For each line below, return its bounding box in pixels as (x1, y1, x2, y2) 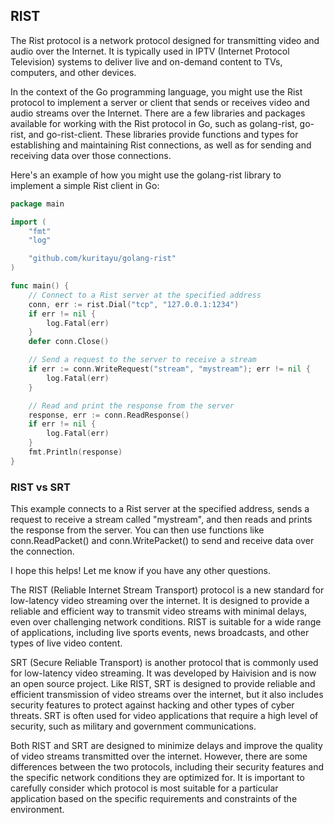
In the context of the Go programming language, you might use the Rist (10, 85, 303, 98)
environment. (10, 804, 65, 816)
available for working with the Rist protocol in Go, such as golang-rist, (10, 117, 298, 129)
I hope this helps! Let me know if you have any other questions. (10, 565, 271, 577)
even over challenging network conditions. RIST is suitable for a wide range (10, 616, 322, 628)
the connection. (10, 545, 75, 558)
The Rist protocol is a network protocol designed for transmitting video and (10, 34, 320, 46)
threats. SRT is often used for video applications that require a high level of (10, 710, 319, 722)
